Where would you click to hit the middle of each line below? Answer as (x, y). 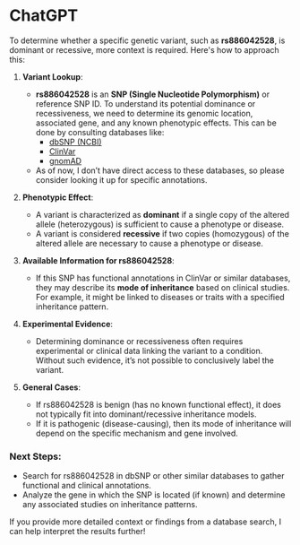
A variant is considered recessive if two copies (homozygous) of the (162, 233)
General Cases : (51, 387)
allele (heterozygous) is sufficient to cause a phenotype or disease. (160, 224)
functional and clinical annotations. (87, 486)
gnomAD (65, 160)
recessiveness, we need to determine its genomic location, (144, 113)
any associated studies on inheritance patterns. (110, 505)
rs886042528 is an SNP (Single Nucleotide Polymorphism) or (153, 94)
